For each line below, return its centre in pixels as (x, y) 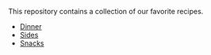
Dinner (31, 26)
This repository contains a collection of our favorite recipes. (106, 11)
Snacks (32, 43)
